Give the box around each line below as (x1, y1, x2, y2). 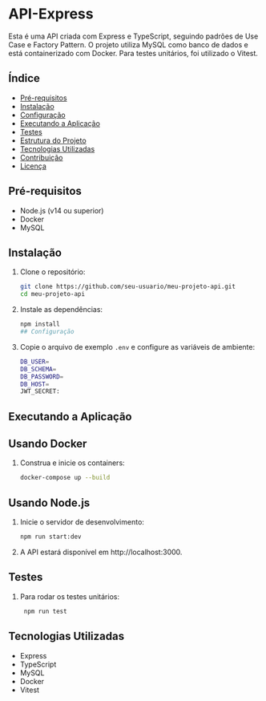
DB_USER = (19, 358, 50, 366)
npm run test (23, 607, 67, 615)
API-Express (8, 5, 94, 23)
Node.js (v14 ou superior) (19, 205, 104, 215)
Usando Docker (8, 437, 87, 451)
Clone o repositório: (19, 267, 86, 277)
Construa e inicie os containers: (19, 458, 126, 468)
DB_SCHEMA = (19, 365, 57, 373)
